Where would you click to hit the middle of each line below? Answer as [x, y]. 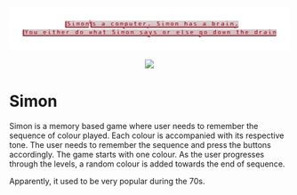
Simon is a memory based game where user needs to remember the [134, 126]
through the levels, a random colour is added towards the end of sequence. [147, 164]
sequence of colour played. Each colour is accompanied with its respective [147, 135]
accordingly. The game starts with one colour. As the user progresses [137, 155]
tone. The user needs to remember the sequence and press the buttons [140, 145]
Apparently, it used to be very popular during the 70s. [107, 182]
